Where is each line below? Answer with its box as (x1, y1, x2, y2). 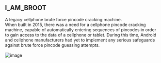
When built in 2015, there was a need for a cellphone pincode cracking (5, 22, 146, 27)
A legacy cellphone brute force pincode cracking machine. (5, 16, 122, 22)
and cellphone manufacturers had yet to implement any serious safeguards (5, 37, 155, 43)
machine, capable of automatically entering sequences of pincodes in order (5, 26, 157, 33)
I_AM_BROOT (5, 4, 47, 12)
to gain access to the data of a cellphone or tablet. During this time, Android (5, 32, 157, 38)
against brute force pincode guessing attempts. (5, 42, 100, 48)
